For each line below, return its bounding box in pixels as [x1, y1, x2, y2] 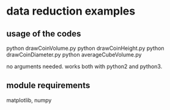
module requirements [6, 80, 91, 91]
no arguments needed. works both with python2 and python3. [6, 63, 163, 70]
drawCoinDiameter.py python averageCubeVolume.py [6, 51, 142, 58]
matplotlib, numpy [6, 96, 52, 104]
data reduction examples [6, 4, 136, 18]
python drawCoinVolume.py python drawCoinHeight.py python [6, 44, 164, 52]
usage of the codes [6, 29, 81, 39]
